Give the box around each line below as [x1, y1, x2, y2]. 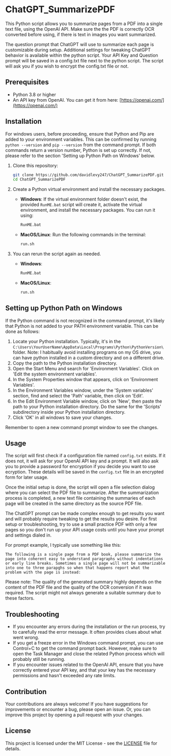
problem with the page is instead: [5, 570, 81, 575]
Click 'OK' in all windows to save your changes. [12, 414, 113, 420]
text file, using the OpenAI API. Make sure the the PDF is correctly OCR [5, 26, 155, 32]
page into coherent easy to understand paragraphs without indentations [5, 557, 163, 562]
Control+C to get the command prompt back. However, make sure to [12, 646, 157, 652]
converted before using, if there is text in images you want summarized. [5, 31, 157, 37]
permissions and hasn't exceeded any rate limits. [12, 673, 116, 679]
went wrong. [12, 634, 39, 640]
